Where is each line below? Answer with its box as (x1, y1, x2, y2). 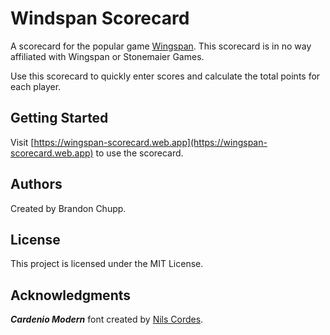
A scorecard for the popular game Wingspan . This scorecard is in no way (10, 40, 312, 52)
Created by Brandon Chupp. (10, 202, 127, 214)
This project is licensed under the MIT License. (10, 258, 204, 270)
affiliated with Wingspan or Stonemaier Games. (10, 50, 205, 62)
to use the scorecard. (95, 147, 184, 159)
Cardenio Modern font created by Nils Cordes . (10, 313, 204, 326)
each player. (10, 80, 62, 92)
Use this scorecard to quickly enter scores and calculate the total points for (10, 70, 321, 82)
